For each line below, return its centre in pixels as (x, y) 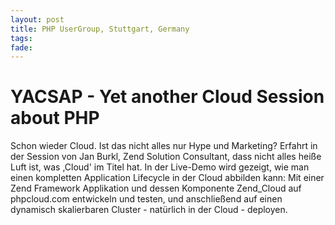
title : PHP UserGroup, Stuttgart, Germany (100, 29)
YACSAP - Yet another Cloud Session (167, 97)
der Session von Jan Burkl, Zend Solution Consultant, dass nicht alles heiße (166, 157)
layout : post (37, 19)
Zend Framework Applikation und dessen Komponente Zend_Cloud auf (156, 188)
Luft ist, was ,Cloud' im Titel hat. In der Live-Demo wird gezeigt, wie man (160, 167)
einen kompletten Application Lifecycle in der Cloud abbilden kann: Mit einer (167, 178)
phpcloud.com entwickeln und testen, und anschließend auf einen (146, 199)
